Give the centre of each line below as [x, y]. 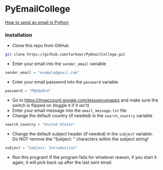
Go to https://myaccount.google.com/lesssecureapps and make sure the [85, 100]
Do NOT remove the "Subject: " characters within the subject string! [80, 139]
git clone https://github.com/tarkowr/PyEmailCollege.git [65, 54]
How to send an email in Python [37, 22]
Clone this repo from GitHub [41, 46]
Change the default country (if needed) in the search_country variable [82, 116]
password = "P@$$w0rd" [28, 91]
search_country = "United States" [40, 124]
